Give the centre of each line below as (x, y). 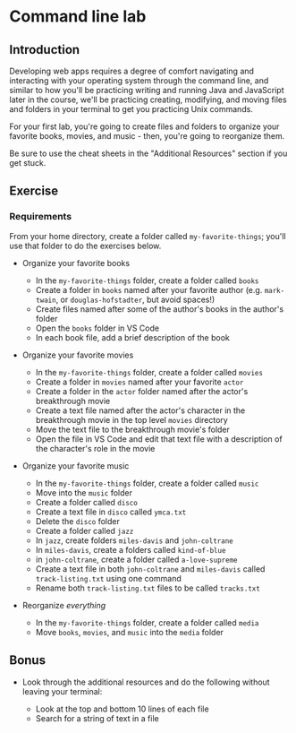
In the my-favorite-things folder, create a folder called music (147, 483)
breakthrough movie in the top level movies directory (131, 419)
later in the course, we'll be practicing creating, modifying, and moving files (148, 99)
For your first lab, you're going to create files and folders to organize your (144, 126)
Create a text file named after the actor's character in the (140, 410)
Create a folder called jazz (85, 530)
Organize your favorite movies (78, 355)
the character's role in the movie (95, 448)
